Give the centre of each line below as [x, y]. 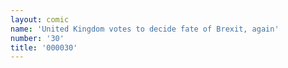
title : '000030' [44, 47]
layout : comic [40, 19]
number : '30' [37, 38]
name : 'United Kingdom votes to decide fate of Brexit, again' [145, 29]
